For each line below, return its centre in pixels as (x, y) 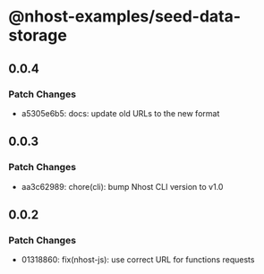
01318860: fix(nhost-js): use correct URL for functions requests (138, 260)
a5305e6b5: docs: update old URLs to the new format (120, 113)
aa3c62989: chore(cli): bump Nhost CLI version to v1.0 (122, 186)
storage (38, 35)
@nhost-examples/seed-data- (125, 17)
